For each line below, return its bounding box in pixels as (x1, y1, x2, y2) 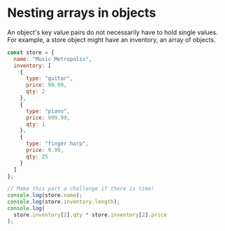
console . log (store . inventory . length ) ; (7, 198, 120, 206)
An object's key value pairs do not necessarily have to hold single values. (7, 28, 218, 36)
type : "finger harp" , (25, 140, 89, 148)
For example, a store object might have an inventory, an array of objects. (7, 35, 217, 43)
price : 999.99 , (25, 114, 71, 121)
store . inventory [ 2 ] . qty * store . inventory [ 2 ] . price (13, 211, 168, 218)
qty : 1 (25, 120, 45, 127)
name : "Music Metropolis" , (13, 55, 92, 62)
